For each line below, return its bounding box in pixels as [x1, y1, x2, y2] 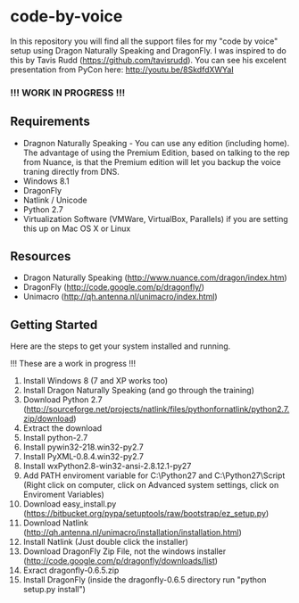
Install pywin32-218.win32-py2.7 [22, 442, 144, 452]
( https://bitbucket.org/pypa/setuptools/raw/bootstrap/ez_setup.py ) [22, 508, 270, 519]
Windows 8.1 [22, 176, 70, 186]
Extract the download [22, 423, 103, 434]
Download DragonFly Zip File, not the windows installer [22, 546, 227, 557]
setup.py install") [22, 584, 86, 595]
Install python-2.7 [22, 433, 88, 443]
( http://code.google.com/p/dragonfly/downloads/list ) [22, 556, 218, 566]
